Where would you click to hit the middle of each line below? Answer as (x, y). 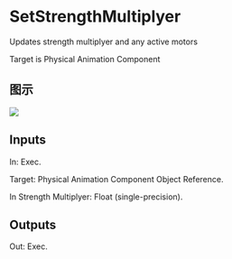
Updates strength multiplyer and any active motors (104, 42)
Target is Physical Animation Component (85, 59)
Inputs (28, 140)
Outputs (33, 224)
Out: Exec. (28, 246)
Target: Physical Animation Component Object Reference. (116, 179)
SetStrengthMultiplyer (95, 17)
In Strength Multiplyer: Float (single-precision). (96, 197)
